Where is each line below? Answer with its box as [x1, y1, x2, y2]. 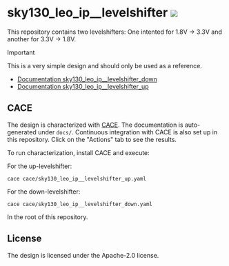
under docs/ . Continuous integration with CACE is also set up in [37, 127, 218, 136]
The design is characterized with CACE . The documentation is [7, 121, 183, 129]
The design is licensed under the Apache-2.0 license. [7, 251, 159, 259]
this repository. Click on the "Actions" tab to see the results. [7, 135, 177, 143]
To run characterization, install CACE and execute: [7, 148, 150, 156]
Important [7, 48, 35, 57]
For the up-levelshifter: [7, 162, 72, 170]
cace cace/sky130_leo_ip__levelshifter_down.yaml [7, 201, 153, 207]
